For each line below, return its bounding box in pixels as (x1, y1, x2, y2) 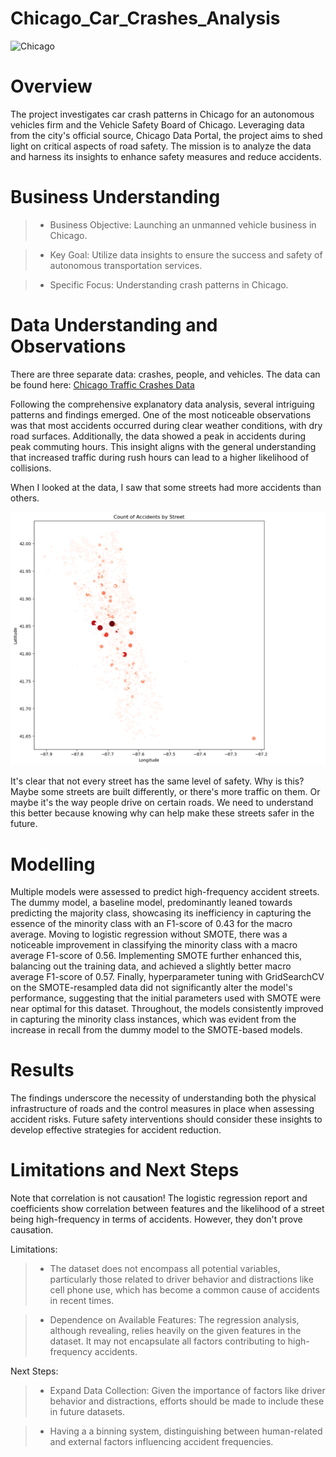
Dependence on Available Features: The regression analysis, (49, 1314, 300, 1326)
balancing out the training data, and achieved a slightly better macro (10, 960, 292, 972)
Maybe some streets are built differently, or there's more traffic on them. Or (10, 786, 321, 798)
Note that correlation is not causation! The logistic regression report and (10, 1192, 308, 1204)
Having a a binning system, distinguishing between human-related (49, 1425, 323, 1437)
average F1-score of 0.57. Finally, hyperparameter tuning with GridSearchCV (10, 971, 325, 983)
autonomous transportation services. (49, 259, 203, 271)
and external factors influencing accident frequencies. (49, 1436, 274, 1448)
